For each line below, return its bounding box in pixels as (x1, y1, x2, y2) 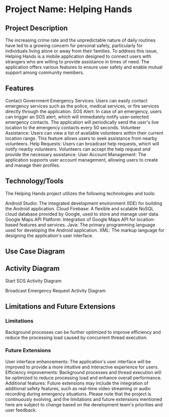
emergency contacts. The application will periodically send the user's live (5, 119, 159, 125)
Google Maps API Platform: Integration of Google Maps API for (5, 216, 136, 222)
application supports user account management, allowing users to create (5, 157, 158, 163)
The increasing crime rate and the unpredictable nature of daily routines (5, 37, 156, 43)
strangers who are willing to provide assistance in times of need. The (5, 59, 150, 64)
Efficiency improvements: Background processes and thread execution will (5, 369, 161, 375)
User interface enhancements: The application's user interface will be (5, 358, 151, 364)
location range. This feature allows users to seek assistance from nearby (5, 135, 157, 141)
